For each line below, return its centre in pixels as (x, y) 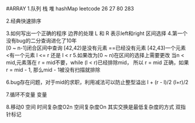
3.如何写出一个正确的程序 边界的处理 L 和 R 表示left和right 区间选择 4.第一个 (97, 33)
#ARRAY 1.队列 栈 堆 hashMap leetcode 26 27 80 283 (70, 8)
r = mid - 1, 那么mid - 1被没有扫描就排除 (53, 70)
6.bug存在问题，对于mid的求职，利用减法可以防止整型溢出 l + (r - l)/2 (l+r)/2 (97, 82)
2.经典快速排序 (24, 21)
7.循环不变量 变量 (27, 94)
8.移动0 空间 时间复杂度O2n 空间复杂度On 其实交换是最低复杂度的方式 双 (93, 107)
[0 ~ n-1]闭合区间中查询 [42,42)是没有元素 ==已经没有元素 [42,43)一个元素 (96, 48)
